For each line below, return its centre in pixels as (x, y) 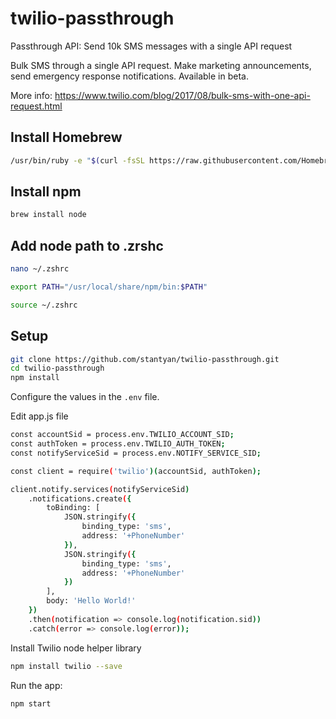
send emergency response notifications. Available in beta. (129, 76)
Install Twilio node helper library (76, 648)
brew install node (48, 215)
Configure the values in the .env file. (85, 397)
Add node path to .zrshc (87, 245)
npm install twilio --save (66, 666)
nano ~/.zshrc (40, 269)
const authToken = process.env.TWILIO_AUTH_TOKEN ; (118, 444)
